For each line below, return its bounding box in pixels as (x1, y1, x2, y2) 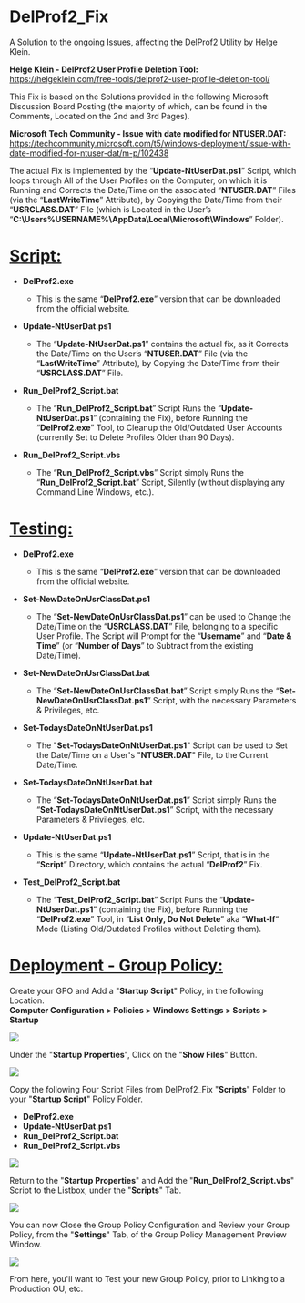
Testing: (9, 518, 74, 539)
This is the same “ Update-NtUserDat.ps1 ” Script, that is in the (36, 849, 270, 860)
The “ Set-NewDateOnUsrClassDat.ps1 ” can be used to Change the (36, 610, 291, 621)
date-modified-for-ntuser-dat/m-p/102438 (9, 148, 169, 159)
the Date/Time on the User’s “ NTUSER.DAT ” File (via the (36, 348, 249, 359)
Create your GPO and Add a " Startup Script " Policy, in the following (9, 985, 264, 996)
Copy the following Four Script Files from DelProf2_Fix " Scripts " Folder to (9, 1083, 286, 1094)
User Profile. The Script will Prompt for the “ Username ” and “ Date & (36, 631, 292, 641)
